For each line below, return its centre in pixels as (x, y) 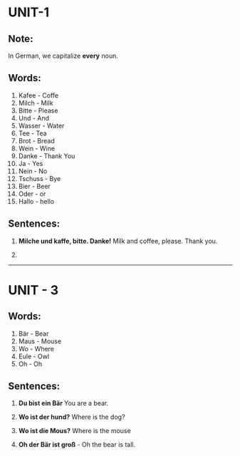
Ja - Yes (31, 163)
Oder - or (32, 194)
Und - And (33, 118)
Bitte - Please (38, 110)
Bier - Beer (34, 186)
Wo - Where (36, 348)
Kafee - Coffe (38, 95)
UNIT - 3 (33, 290)
